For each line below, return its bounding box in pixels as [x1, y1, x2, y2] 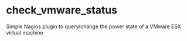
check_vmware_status [6, 4, 118, 17]
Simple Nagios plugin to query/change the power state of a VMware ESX [6, 23, 182, 30]
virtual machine [6, 29, 44, 36]
